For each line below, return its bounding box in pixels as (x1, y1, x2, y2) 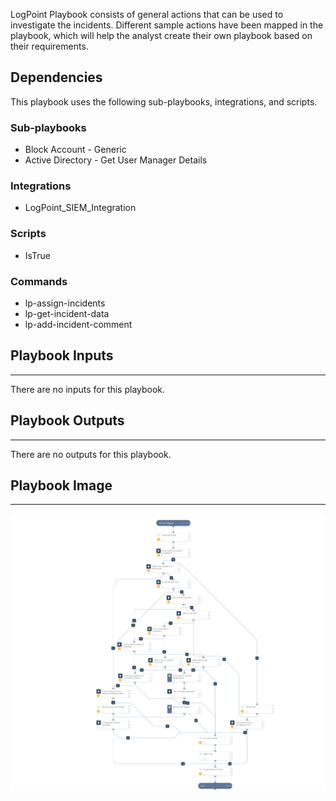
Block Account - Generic (24, 144, 127, 156)
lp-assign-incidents (24, 297, 106, 309)
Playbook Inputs (10, 347, 114, 364)
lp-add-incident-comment (24, 319, 133, 330)
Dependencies (10, 69, 103, 86)
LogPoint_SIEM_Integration (24, 202, 137, 214)
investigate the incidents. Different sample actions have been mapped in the (10, 19, 324, 31)
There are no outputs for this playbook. (10, 448, 172, 460)
